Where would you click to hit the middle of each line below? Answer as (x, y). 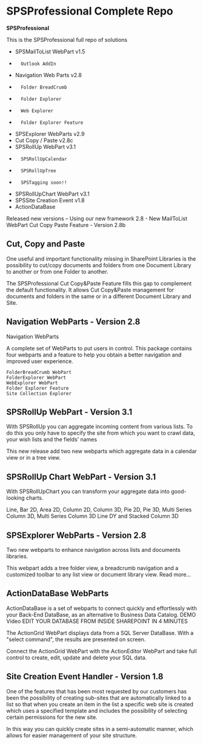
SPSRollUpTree (38, 171)
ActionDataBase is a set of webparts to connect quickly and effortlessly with (101, 608)
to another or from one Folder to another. (57, 271)
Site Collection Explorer (39, 393)
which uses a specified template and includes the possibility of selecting (97, 710)
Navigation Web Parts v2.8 (48, 75)
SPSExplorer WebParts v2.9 (50, 134)
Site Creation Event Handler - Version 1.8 (85, 677)
